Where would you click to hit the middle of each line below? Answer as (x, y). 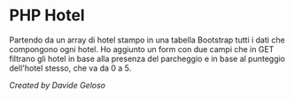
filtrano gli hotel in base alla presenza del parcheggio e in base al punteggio (147, 58)
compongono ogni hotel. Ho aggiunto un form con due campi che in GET (142, 49)
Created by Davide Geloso (58, 85)
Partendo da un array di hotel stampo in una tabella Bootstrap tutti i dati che (147, 40)
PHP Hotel (47, 15)
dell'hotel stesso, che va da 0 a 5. (70, 68)
